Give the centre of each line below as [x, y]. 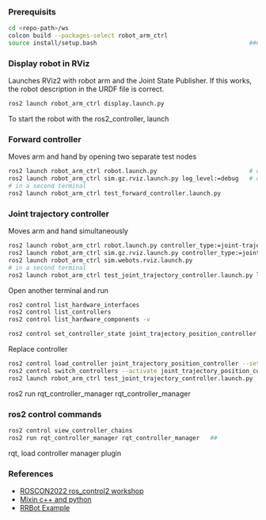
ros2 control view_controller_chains [70, 430]
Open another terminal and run [59, 290]
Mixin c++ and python [56, 499]
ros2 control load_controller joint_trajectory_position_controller [123, 364]
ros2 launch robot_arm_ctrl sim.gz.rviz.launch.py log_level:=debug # [131, 179]
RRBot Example [45, 508]
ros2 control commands [55, 414]
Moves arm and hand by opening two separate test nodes [103, 156]
